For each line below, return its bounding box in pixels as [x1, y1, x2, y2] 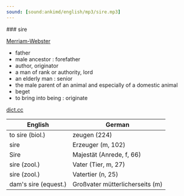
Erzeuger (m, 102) [72, 140, 126, 149]
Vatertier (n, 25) [72, 170, 118, 178]
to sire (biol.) [9, 130, 46, 139]
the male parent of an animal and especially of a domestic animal [15, 81, 178, 89]
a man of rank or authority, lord [15, 68, 93, 76]
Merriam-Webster [6, 37, 51, 44]
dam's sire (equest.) [9, 180, 67, 188]
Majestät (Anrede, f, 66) [72, 150, 141, 158]
